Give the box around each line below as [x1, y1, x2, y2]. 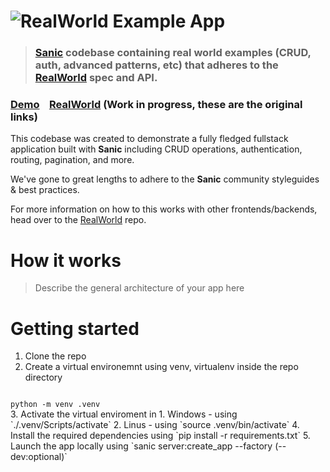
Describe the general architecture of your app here [34, 282, 245, 294]
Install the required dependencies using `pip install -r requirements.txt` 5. [10, 430, 311, 442]
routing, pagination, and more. [10, 154, 135, 166]
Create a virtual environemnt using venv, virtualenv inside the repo [24, 361, 299, 373]
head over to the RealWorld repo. [10, 214, 147, 226]
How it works [10, 249, 122, 272]
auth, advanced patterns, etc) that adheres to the [34, 58, 279, 72]
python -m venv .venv [10, 400, 101, 410]
